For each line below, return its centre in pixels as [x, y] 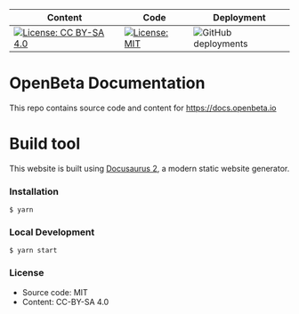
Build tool [45, 144]
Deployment [239, 17]
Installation [34, 191]
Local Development [52, 232]
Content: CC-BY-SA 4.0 [65, 302]
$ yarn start [33, 251]
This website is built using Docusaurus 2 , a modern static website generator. [149, 168]
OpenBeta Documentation [107, 83]
